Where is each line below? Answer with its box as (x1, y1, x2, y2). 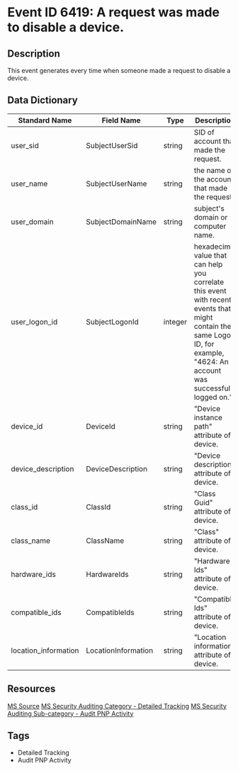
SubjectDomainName (86, 217, 157, 227)
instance (193, 412, 223, 422)
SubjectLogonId (86, 317, 140, 327)
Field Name (101, 115, 141, 125)
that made (193, 183, 228, 193)
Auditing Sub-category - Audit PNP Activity (7, 709, 134, 718)
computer (193, 221, 227, 231)
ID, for (193, 339, 215, 349)
